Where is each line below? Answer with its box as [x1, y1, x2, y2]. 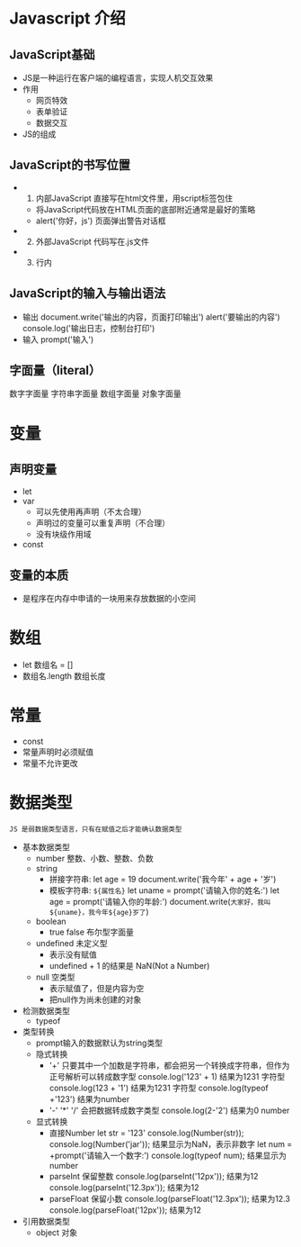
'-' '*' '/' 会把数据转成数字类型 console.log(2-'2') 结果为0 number [49, 1105, 290, 1116]
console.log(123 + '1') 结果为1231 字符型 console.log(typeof [49, 1082, 270, 1094]
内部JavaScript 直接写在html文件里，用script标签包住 [35, 193, 234, 203]
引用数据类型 [22, 1216, 70, 1227]
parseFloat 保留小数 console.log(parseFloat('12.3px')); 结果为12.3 [49, 1194, 290, 1205]
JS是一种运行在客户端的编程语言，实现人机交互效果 [22, 73, 214, 83]
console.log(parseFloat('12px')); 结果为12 [49, 1205, 202, 1215]
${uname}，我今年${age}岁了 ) [49, 907, 150, 917]
